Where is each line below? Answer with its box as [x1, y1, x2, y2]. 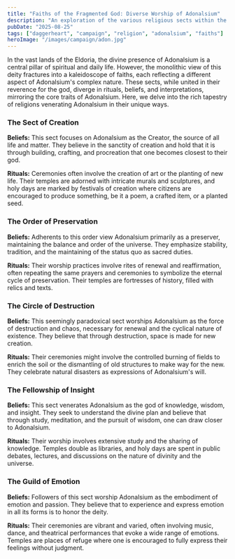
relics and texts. [7, 283, 54, 291]
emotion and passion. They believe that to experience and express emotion [7, 500, 225, 509]
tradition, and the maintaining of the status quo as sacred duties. [7, 247, 194, 256]
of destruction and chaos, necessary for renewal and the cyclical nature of [7, 324, 222, 333]
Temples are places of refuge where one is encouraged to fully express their [7, 536, 228, 544]
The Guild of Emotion [7, 477, 80, 487]
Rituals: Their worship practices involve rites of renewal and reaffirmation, [7, 261, 222, 270]
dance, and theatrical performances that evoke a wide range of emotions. [7, 528, 220, 537]
